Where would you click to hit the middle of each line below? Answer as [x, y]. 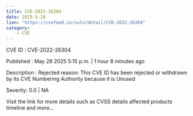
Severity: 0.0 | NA [27, 90]
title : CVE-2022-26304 [34, 11]
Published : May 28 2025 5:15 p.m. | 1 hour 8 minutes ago [75, 62]
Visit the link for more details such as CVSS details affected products [89, 102]
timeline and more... [30, 108]
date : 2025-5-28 [26, 17]
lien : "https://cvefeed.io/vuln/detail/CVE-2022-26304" [76, 22]
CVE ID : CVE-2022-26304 [39, 50]
